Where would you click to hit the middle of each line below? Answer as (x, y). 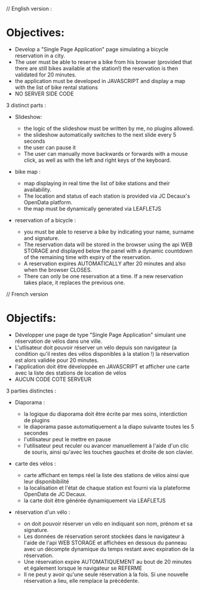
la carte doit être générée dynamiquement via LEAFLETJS (95, 500)
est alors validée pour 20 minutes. (57, 360)
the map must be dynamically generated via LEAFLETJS (93, 208)
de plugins (37, 420)
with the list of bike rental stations (56, 87)
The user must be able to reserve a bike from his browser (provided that (103, 62)
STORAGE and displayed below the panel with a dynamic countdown (108, 251)
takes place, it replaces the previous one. (74, 282)
